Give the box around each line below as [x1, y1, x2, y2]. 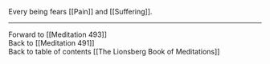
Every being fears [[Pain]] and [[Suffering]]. [8, 7, 153, 16]
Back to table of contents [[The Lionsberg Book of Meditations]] [8, 47, 220, 56]
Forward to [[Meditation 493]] [8, 30, 107, 39]
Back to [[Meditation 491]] [8, 38, 95, 47]
